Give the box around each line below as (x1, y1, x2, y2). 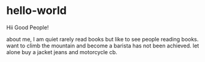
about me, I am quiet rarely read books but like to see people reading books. (6, 35, 199, 43)
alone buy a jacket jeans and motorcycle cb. (6, 48, 117, 55)
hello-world (6, 4, 67, 18)
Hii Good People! (6, 24, 49, 31)
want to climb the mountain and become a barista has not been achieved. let (6, 42, 199, 49)
